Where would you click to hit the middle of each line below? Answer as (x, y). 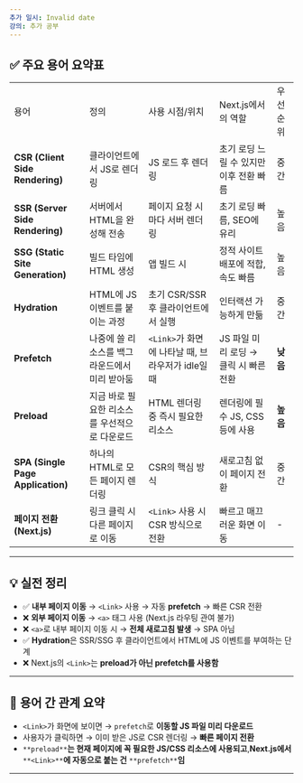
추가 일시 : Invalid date (52, 18)
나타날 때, (178, 352)
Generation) (40, 275)
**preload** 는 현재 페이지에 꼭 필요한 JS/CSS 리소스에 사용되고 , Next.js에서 (157, 748)
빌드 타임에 (111, 257)
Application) (41, 485)
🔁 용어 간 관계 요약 (57, 702)
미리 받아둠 (111, 379)
